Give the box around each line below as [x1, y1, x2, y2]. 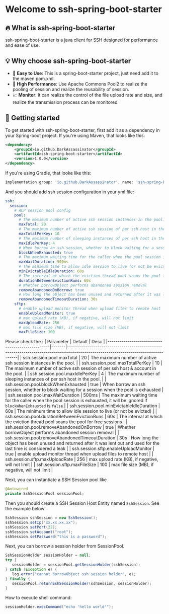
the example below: [5, 506, 46, 511]
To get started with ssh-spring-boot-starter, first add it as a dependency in [5, 127, 160, 133]
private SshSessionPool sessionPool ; [5, 491, 84, 496]
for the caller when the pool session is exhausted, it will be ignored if [5, 398, 147, 404]
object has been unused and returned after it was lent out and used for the [5, 440, 160, 446]
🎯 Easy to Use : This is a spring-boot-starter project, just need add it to [12, 70, 158, 76]
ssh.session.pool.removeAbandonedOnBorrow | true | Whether [5, 424, 136, 430]
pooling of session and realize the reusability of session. [12, 86, 129, 92]
